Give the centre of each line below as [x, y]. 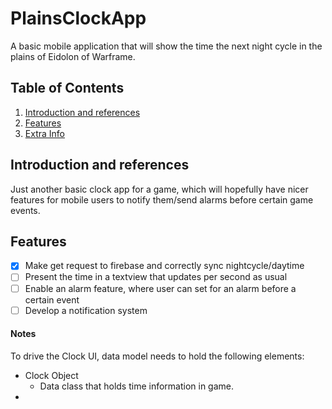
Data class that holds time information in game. [137, 386]
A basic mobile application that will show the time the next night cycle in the [166, 46]
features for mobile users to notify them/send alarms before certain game [162, 199]
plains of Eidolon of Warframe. [73, 56]
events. [25, 210]
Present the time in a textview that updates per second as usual [156, 277]
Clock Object [51, 375]
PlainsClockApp [78, 18]
